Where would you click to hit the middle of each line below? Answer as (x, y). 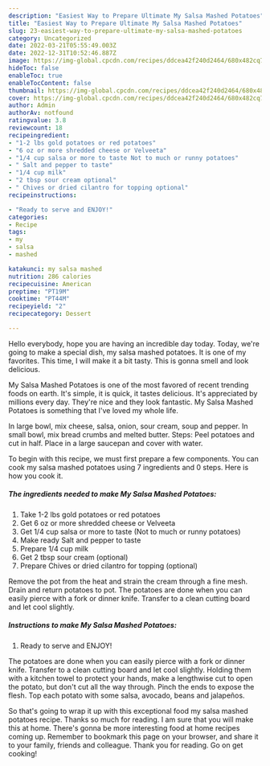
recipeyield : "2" (37, 306)
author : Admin (32, 105)
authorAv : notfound (41, 113)
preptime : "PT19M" (39, 291)
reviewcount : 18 (35, 128)
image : (19, 61)
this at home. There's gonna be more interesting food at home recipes (124, 727)
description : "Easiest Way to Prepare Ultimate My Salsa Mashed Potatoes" (136, 16)
